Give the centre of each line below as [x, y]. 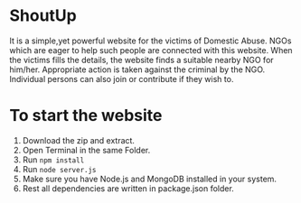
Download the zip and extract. [79, 140]
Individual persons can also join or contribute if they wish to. [122, 78]
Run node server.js [59, 169]
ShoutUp [43, 16]
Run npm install [53, 160]
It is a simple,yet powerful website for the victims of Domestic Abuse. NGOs [150, 41]
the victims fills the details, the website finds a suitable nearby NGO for [141, 60]
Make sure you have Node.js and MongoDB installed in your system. [150, 179]
